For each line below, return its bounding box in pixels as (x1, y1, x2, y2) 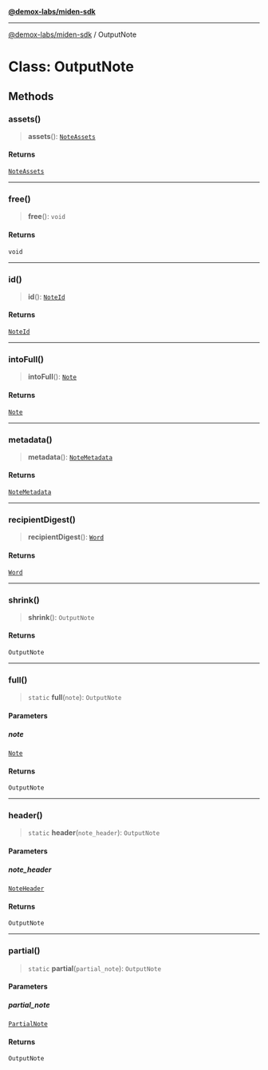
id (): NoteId (27, 292, 65, 301)
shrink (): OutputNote (27, 612, 95, 622)
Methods (8, 89, 54, 103)
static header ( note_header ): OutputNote (27, 828, 160, 837)
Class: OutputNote (8, 58, 134, 76)
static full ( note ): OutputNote (27, 693, 122, 702)
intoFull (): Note (27, 372, 77, 382)
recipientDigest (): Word (27, 532, 104, 542)
